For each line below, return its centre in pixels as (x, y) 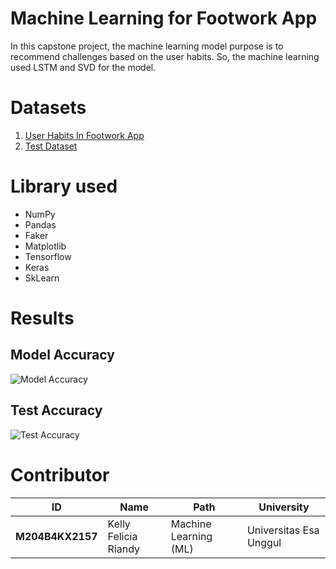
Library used (64, 186)
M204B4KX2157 (56, 536)
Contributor (60, 474)
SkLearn (42, 278)
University (284, 507)
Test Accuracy (56, 410)
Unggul (264, 542)
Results (42, 318)
